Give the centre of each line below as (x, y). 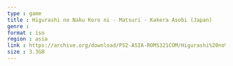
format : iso (26, 33)
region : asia (28, 39)
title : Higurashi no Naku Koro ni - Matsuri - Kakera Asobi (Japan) (110, 20)
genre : (18, 26)
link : (17, 45)
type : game (24, 13)
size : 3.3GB (26, 52)
